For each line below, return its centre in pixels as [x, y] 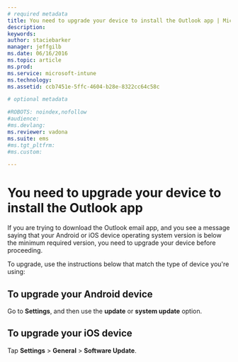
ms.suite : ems [28, 138]
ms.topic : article [34, 60]
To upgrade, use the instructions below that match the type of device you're [118, 264]
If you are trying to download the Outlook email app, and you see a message [119, 228]
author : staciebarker [39, 40]
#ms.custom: [25, 152]
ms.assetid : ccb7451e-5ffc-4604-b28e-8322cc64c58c [84, 87]
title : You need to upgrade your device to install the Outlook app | [114, 21]
